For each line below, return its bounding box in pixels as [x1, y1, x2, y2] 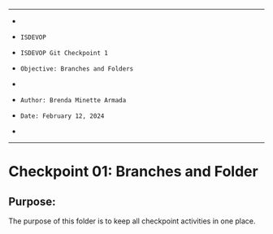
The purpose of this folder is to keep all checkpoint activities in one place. [8, 216, 256, 226]
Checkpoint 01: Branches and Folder [8, 162, 258, 181]
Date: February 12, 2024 [19, 112, 105, 120]
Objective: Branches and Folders [19, 65, 134, 73]
